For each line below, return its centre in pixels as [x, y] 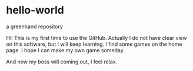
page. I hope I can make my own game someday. [66, 50]
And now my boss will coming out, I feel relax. [62, 62]
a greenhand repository [35, 26]
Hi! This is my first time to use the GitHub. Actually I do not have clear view [96, 38]
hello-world [35, 10]
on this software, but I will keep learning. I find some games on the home [94, 44]
